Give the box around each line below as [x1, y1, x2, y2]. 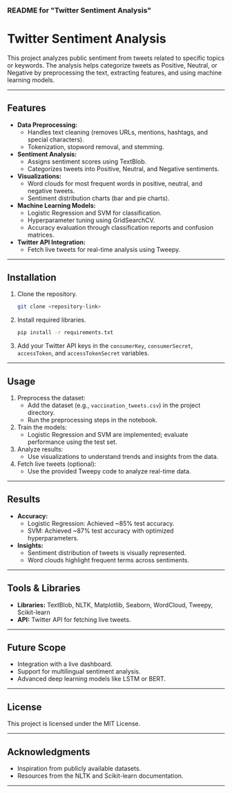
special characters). [27, 135, 84, 144]
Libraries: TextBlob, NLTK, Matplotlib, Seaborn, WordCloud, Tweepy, [17, 600, 213, 609]
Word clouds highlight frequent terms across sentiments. [27, 556, 190, 564]
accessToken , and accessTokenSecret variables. [17, 349, 150, 358]
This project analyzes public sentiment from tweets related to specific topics [7, 54, 225, 62]
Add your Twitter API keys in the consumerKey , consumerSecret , [17, 342, 193, 350]
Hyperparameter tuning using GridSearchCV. [27, 216, 155, 224]
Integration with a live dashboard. [17, 660, 113, 668]
